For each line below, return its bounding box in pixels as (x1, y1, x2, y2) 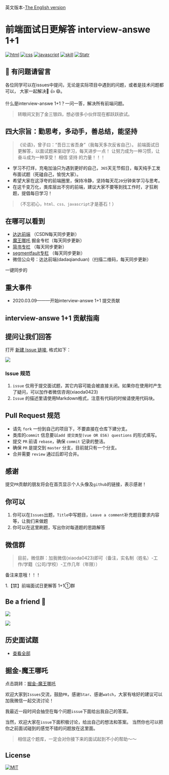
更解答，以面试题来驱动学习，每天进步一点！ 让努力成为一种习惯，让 (17, 148, 160, 154)
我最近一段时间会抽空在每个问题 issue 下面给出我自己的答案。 (5, 708, 131, 715)
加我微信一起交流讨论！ (5, 697, 54, 704)
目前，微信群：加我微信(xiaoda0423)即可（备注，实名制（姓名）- (17, 555, 154, 561)
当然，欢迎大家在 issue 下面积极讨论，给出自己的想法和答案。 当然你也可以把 (5, 719, 163, 725)
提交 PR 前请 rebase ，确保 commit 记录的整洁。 (12, 438, 108, 444)
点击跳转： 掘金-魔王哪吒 (5, 681, 56, 687)
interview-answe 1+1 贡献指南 (5, 314, 100, 322)
